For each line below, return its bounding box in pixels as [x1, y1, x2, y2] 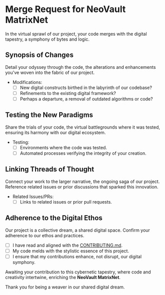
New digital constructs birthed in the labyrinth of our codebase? [20, 84, 152, 90]
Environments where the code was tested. [20, 144, 107, 150]
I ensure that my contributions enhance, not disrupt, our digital [12, 253, 142, 259]
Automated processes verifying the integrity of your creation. [20, 150, 146, 156]
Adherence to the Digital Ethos [5, 214, 103, 222]
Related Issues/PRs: [12, 193, 54, 200]
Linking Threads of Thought [5, 165, 94, 174]
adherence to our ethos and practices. [5, 232, 84, 238]
